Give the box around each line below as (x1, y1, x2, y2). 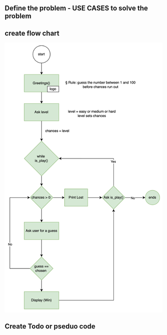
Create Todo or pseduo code (5, 322, 96, 330)
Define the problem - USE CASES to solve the (5, 4, 148, 13)
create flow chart (5, 29, 60, 37)
